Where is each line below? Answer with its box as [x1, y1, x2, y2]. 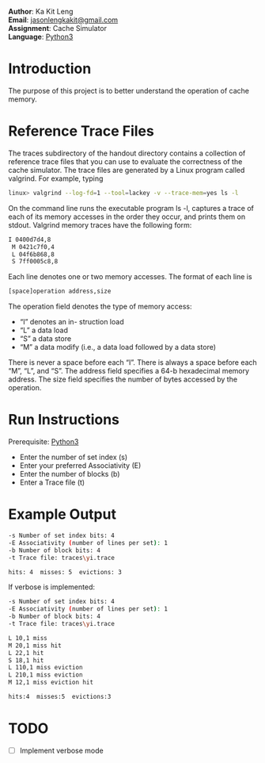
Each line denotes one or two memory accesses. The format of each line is [8, 272, 252, 282]
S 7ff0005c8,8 [11, 258, 59, 266]
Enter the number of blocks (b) [19, 470, 120, 479]
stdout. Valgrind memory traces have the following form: [8, 220, 192, 229]
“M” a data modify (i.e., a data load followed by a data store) [19, 343, 216, 352]
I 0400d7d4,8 [8, 236, 51, 243]
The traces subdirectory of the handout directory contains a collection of [8, 148, 246, 158]
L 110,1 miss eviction [8, 664, 83, 672]
